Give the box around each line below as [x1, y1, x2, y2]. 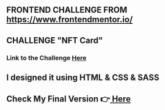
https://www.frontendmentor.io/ [6, 15, 133, 25]
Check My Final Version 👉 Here [6, 94, 131, 105]
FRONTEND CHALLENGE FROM [6, 5, 127, 15]
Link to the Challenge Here [6, 53, 87, 62]
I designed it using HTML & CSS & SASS [6, 73, 159, 83]
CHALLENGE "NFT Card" [6, 35, 103, 45]
